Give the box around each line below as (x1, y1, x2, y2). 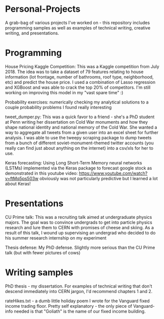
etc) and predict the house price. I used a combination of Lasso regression (5, 79, 156, 85)
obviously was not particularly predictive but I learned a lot (39, 175, 158, 181)
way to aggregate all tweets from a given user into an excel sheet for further (5, 129, 159, 135)
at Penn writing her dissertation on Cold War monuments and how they (5, 119, 148, 125)
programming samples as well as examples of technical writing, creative (5, 25, 151, 30)
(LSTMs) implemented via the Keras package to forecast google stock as (5, 165, 152, 171)
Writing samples (5, 267, 73, 278)
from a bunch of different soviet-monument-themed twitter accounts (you (5, 140, 154, 146)
